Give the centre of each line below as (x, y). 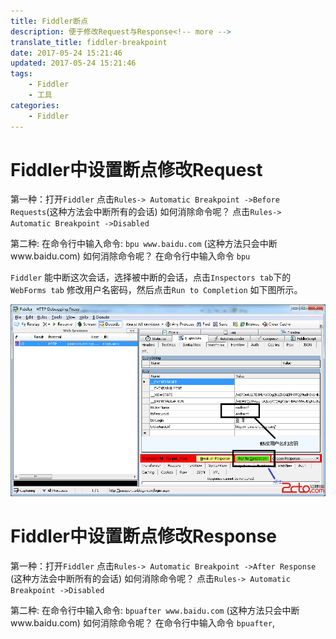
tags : (21, 74)
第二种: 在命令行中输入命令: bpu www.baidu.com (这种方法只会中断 (144, 244)
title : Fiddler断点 (49, 21)
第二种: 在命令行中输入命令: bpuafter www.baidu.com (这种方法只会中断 (155, 610)
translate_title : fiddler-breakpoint (89, 42)
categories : (35, 105)
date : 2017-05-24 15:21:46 (66, 53)
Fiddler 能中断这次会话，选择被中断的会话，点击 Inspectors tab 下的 (151, 277)
